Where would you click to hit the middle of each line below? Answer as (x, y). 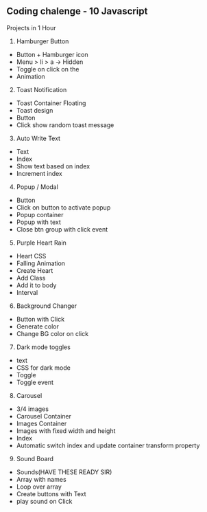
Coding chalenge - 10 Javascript (77, 11)
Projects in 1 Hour (31, 27)
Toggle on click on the (48, 69)
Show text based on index (53, 166)
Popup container (40, 214)
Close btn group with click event (62, 229)
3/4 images (33, 409)
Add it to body (36, 285)
